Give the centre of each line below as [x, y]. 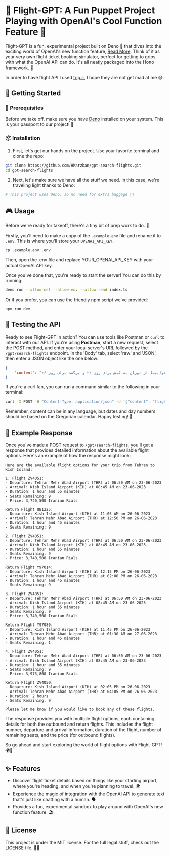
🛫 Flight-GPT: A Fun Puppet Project [80, 10]
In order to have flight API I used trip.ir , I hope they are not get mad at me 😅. [85, 77]
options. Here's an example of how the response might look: [68, 456]
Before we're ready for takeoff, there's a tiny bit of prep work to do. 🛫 [77, 226]
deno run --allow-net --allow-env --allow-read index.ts [67, 290]
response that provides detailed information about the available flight [77, 450]
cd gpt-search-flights [29, 170]
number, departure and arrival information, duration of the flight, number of [83, 730]
